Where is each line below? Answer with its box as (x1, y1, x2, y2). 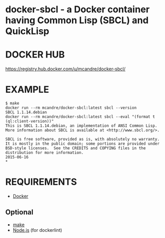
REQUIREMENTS (5, 176, 77, 188)
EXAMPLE (5, 84, 49, 95)
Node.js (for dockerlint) (12, 227, 63, 233)
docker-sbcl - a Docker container (5, 4, 150, 15)
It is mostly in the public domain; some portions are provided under (5, 141, 160, 147)
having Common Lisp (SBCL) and (5, 14, 149, 26)
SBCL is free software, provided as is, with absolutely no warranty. (5, 137, 160, 142)
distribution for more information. (5, 150, 84, 155)
